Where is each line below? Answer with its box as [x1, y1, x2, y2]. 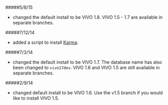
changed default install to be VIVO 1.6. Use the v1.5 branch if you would [12, 90, 163, 96]
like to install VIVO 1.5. [12, 95, 59, 101]
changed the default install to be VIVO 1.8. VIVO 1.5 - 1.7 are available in [12, 14, 163, 20]
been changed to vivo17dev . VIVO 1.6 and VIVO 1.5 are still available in [12, 65, 160, 70]
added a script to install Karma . [12, 39, 79, 45]
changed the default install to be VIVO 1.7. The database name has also [12, 59, 162, 65]
